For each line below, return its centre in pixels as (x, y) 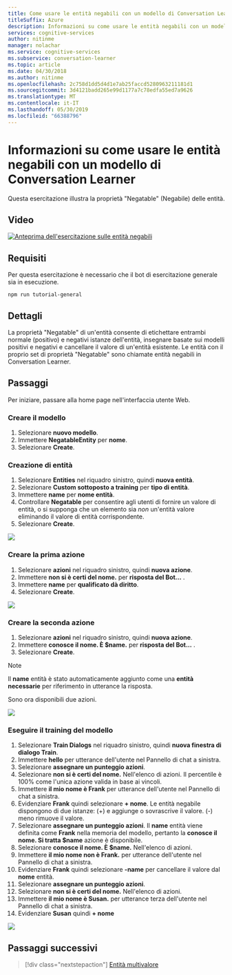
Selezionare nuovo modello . (58, 433)
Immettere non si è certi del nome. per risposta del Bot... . (101, 577)
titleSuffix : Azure (36, 20)
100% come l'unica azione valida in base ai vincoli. (90, 782)
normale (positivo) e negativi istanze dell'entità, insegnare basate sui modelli (116, 339)
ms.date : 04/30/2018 (38, 71)
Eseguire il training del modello (61, 730)
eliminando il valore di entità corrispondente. (81, 516)
